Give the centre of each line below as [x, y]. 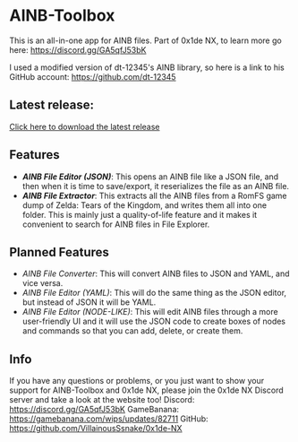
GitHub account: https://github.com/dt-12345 [93, 76]
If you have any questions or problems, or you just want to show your [137, 381]
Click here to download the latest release [85, 126]
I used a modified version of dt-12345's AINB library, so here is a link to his [147, 67]
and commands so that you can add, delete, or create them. [132, 331]
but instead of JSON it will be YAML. [89, 302]
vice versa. [43, 283]
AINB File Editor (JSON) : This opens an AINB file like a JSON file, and [150, 177]
